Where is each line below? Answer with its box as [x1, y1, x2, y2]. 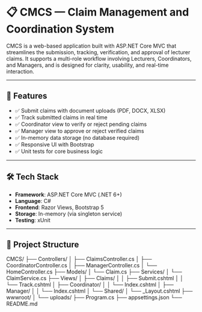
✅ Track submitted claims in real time [14, 113, 108, 121]
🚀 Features [6, 91, 47, 101]
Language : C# [14, 197, 51, 204]
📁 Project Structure [6, 239, 79, 249]
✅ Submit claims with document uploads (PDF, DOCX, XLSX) [14, 107, 166, 114]
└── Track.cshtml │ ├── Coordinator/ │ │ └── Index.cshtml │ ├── [6, 281, 174, 289]
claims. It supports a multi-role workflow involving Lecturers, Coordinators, [6, 55, 192, 62]
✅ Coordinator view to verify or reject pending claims [14, 120, 147, 128]
